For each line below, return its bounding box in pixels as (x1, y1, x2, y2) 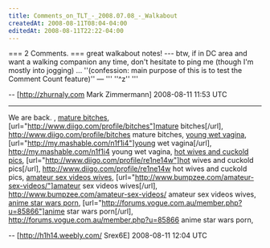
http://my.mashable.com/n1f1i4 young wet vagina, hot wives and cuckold (8, 147, 249, 157)
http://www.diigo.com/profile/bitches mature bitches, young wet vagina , (8, 130, 247, 140)
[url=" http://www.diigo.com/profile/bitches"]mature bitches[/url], (8, 121, 223, 131)
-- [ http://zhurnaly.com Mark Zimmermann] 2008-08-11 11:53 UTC (8, 90, 227, 100)
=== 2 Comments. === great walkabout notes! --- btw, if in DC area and (8, 49, 247, 59)
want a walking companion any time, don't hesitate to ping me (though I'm (8, 57, 254, 67)
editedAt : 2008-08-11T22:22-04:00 (8, 26, 125, 35)
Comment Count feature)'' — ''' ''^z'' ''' (8, 74, 139, 84)
